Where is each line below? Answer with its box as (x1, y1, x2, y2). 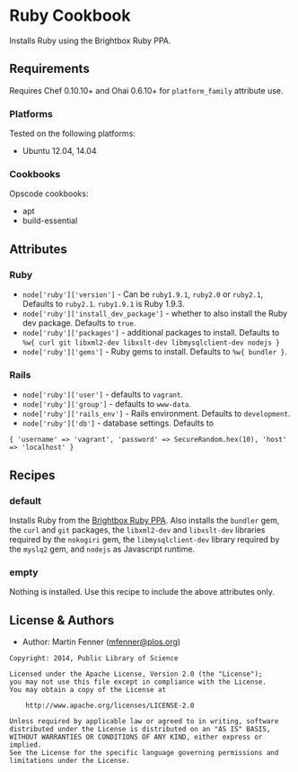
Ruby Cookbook (9, 5, 131, 26)
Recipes (9, 467, 56, 482)
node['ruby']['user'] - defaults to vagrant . (22, 389, 184, 400)
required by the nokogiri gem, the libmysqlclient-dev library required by (9, 534, 280, 545)
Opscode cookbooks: (9, 188, 89, 199)
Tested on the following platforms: (9, 128, 136, 139)
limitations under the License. (9, 757, 130, 766)
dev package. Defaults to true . (22, 318, 136, 328)
